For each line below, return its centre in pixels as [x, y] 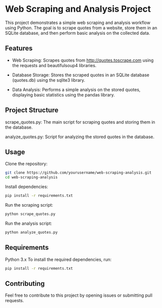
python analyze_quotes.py [31, 232]
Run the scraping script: [29, 205]
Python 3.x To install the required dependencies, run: [58, 259]
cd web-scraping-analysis [31, 177]
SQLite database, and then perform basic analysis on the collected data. [78, 33]
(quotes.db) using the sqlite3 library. [49, 80]
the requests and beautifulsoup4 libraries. [54, 65]
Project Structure [32, 110]
